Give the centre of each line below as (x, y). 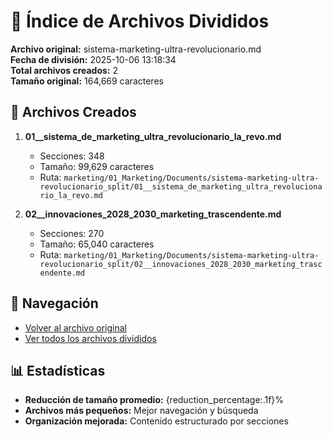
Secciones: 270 (72, 233)
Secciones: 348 (72, 156)
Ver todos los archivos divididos (90, 338)
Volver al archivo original (75, 327)
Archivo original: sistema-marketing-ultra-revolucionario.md (136, 49)
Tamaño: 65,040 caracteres (97, 244)
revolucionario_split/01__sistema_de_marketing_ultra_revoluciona (181, 186)
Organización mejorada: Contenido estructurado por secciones (156, 421)
